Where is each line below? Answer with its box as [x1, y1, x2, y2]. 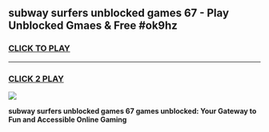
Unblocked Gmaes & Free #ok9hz [8, 19, 178, 33]
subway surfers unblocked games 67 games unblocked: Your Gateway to [8, 106, 257, 115]
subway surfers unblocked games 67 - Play [8, 6, 230, 20]
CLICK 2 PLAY [8, 73, 64, 84]
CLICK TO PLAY [8, 43, 70, 54]
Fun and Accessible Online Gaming [8, 114, 127, 124]
